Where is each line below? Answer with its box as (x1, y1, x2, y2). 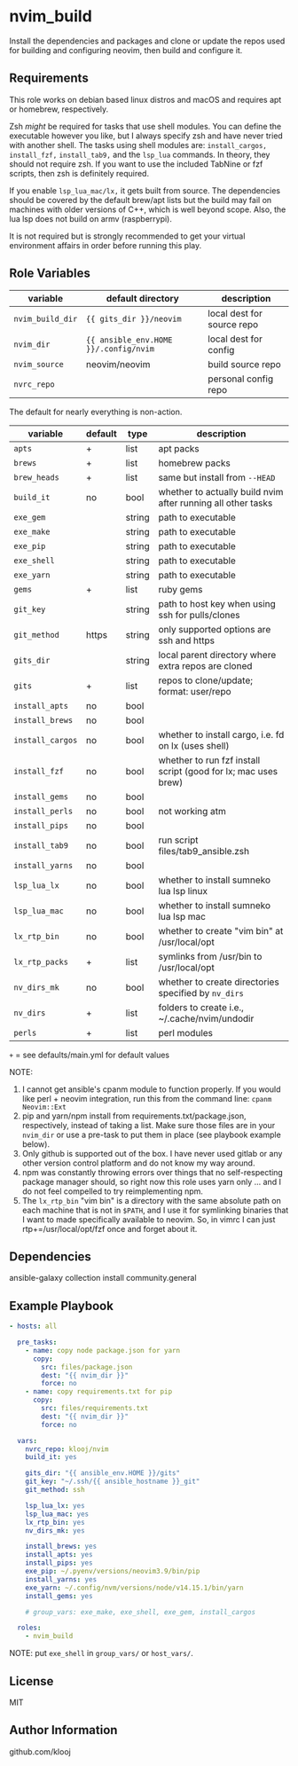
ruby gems (158, 583, 203, 595)
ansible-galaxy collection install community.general (9, 1273, 197, 1283)
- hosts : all (9, 1322, 58, 1331)
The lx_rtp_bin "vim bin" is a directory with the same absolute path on (21, 1195, 281, 1205)
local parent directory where (158, 648, 277, 661)
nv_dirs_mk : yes (25, 1526, 86, 1535)
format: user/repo (158, 685, 232, 697)
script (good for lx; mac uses (158, 765, 278, 777)
